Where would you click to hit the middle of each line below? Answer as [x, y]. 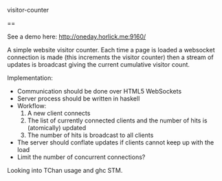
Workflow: [32, 106]
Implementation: [30, 78]
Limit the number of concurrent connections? [81, 157]
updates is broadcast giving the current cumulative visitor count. [99, 64]
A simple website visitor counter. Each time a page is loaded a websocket [111, 50]
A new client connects [59, 113]
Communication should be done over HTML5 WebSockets [99, 91]
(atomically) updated [57, 128]
